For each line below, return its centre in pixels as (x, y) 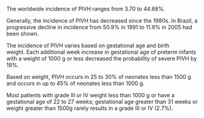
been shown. (23, 34)
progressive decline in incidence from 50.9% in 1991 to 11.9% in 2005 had (99, 27)
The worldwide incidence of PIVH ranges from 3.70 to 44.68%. (86, 9)
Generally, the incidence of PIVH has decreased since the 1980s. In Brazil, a (102, 20)
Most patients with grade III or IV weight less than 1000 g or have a (90, 95)
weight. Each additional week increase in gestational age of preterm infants (101, 52)
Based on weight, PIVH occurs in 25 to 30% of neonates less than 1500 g (99, 77)
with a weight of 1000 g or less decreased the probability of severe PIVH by (102, 58)
